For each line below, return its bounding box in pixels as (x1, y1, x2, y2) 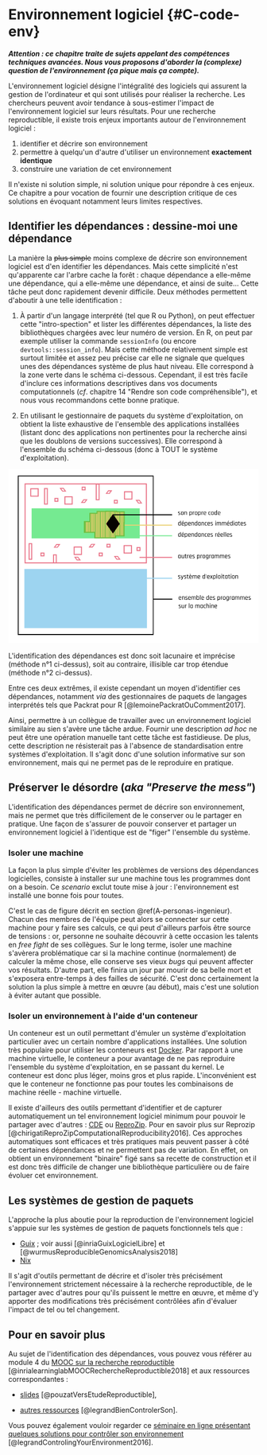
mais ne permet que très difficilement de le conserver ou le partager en (8, 810, 242, 820)
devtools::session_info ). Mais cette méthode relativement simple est (19, 344, 248, 354)
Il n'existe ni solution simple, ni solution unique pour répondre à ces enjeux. (8, 179, 255, 189)
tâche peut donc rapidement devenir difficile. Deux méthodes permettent (8, 286, 248, 296)
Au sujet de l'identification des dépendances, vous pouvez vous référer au (8, 1348, 252, 1358)
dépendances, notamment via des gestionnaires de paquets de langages (8, 691, 248, 701)
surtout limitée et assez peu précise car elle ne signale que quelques (19, 352, 245, 363)
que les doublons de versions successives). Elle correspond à (19, 436, 222, 445)
